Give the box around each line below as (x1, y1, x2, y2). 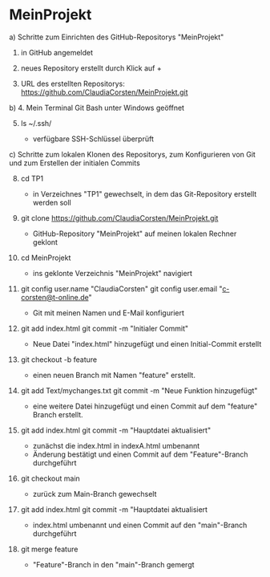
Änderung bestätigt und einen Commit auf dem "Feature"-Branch (32, 449, 248, 459)
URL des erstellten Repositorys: (20, 79, 125, 88)
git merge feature (20, 544, 79, 554)
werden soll (32, 197, 71, 207)
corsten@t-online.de (20, 292, 89, 302)
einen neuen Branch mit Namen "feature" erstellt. (32, 370, 195, 380)
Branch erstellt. (32, 409, 83, 419)
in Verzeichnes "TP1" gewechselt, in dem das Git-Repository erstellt (32, 189, 257, 198)
